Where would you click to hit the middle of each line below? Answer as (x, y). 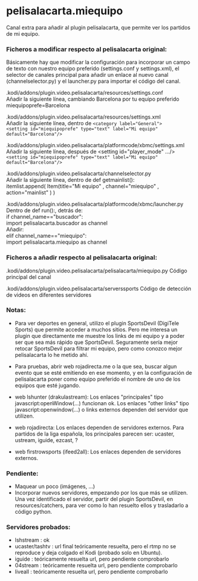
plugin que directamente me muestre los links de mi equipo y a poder (100, 335)
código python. (33, 512)
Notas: (16, 310)
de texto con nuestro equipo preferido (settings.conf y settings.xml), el (93, 69)
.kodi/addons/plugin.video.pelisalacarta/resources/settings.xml (84, 117)
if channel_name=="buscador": (45, 217)
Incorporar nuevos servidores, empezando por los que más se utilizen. (101, 493)
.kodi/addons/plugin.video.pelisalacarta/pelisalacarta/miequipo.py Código (97, 271)
